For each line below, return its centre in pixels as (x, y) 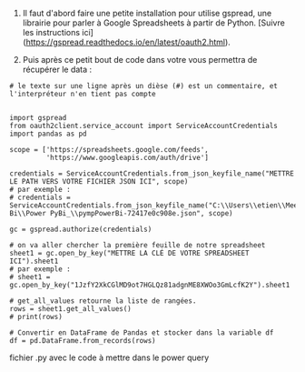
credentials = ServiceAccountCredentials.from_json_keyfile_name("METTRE (152, 174)
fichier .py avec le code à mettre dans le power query (109, 357)
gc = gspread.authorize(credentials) (81, 229)
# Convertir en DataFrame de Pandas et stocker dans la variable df (142, 333)
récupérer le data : (57, 69)
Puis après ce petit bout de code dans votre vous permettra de (140, 60)
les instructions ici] (58, 32)
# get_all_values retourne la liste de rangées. (103, 301)
